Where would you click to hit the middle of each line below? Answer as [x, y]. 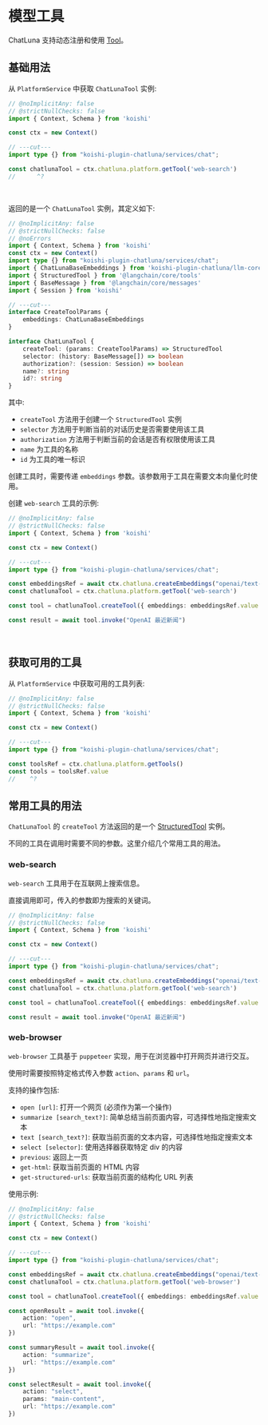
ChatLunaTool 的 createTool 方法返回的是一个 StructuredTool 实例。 [119, 826]
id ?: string [42, 379]
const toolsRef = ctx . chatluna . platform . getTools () [96, 764]
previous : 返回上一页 [54, 1156]
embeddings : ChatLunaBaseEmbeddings [84, 320]
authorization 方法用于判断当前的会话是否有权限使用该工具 [117, 440]
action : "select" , [53, 1391]
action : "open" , [50, 1318]
